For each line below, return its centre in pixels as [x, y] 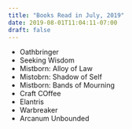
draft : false [29, 30]
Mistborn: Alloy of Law [56, 69]
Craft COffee [40, 94]
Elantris [32, 102]
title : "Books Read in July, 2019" [66, 15]
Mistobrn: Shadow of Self [60, 77]
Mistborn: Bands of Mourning [67, 85]
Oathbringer [39, 52]
